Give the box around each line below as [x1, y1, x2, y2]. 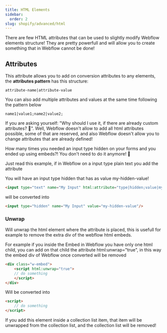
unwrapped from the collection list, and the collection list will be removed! [5, 323, 157, 329]
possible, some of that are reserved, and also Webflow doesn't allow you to [5, 131, 160, 137]
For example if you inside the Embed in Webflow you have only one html [5, 242, 153, 248]
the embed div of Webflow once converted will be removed [5, 252, 127, 258]
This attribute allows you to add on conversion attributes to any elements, [5, 73, 156, 79]
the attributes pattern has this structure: [5, 78, 88, 84]
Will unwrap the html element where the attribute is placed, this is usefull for [5, 227, 162, 233]
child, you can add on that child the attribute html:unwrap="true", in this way [5, 247, 162, 253]
